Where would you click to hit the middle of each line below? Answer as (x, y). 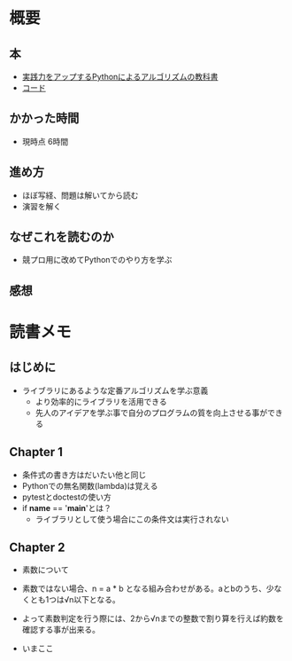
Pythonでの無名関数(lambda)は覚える (90, 485)
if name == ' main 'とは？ (67, 508)
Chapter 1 (36, 452)
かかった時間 (44, 118)
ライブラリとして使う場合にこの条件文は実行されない (132, 519)
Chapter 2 (37, 548)
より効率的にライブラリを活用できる (101, 401)
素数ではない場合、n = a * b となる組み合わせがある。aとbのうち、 (144, 589)
